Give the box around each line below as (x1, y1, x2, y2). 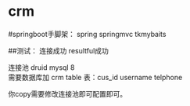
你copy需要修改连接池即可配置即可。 (8, 89, 127, 98)
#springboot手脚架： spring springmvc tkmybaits (8, 29, 167, 38)
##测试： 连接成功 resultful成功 (8, 46, 109, 55)
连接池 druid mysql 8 (8, 62, 75, 72)
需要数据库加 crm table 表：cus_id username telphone (8, 72, 183, 82)
